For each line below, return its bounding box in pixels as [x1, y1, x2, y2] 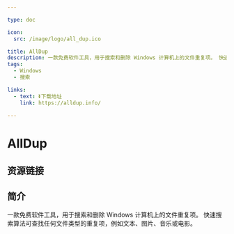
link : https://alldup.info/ [19, 99, 101, 107]
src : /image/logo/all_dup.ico [13, 36, 101, 42]
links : [7, 86, 26, 93]
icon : [7, 29, 23, 36]
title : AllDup [7, 48, 49, 55]
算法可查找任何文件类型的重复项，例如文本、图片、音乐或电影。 [13, 219, 196, 227]
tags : [7, 61, 23, 68]
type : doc [7, 16, 36, 23]
